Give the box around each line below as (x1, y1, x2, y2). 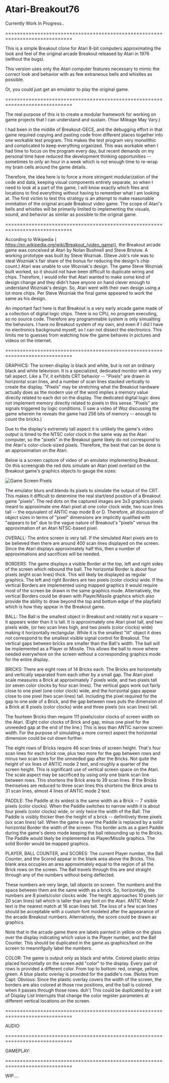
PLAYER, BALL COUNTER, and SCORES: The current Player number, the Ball (5, 850, 163, 856)
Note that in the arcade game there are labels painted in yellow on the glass (5, 929, 162, 935)
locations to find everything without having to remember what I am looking (5, 190, 159, 196)
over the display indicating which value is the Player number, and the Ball (5, 934, 156, 940)
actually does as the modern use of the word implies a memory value (5, 389, 148, 395)
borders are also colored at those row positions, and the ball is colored (5, 981, 152, 987)
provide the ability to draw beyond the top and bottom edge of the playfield (5, 598, 161, 604)
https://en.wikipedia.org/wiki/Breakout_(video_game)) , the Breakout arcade (5, 242, 161, 248)
